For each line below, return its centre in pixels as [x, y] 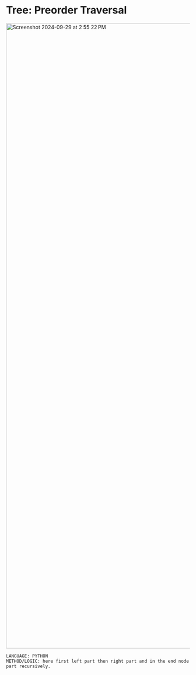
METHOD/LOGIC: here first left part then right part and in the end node [98, 661]
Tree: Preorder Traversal [66, 10]
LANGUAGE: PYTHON [27, 656]
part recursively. [28, 666]
